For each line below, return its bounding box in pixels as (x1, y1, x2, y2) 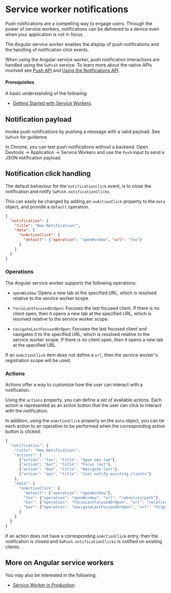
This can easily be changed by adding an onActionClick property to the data (5, 198, 165, 204)
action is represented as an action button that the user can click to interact (5, 402, 161, 408)
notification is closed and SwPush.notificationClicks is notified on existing (5, 538, 162, 544)
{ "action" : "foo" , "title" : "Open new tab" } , (18, 457, 117, 462)
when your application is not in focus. (5, 31, 84, 37)
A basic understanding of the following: (5, 90, 88, 96)
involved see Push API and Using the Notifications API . (5, 67, 120, 73)
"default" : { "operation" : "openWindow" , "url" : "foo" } (23, 237, 142, 243)
